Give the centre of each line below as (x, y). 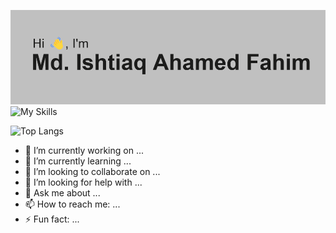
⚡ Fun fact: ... (52, 219)
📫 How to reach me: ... (72, 204)
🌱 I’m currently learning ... (78, 161)
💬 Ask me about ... (62, 193)
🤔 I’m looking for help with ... (83, 182)
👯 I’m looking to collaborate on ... (92, 172)
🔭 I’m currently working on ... (84, 151)
